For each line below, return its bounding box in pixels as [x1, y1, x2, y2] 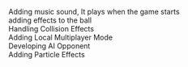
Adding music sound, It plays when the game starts [8, 7, 180, 16]
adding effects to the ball [8, 15, 92, 25]
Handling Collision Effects [8, 24, 95, 33]
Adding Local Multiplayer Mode [8, 32, 113, 42]
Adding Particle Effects [8, 50, 85, 59]
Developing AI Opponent [8, 41, 91, 51]
